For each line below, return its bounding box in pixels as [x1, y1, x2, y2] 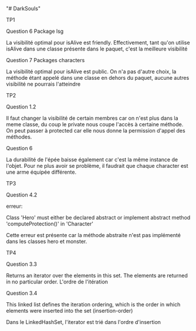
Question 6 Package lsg [6, 28, 64, 35]
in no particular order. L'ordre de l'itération [6, 278, 109, 285]
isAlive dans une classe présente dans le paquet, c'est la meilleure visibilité [6, 45, 188, 52]
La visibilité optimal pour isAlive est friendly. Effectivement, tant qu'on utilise [6, 39, 190, 46]
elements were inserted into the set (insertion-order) [6, 308, 133, 314]
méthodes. [6, 133, 32, 140]
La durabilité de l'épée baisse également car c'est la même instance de [6, 156, 178, 163]
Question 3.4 [6, 290, 38, 296]
